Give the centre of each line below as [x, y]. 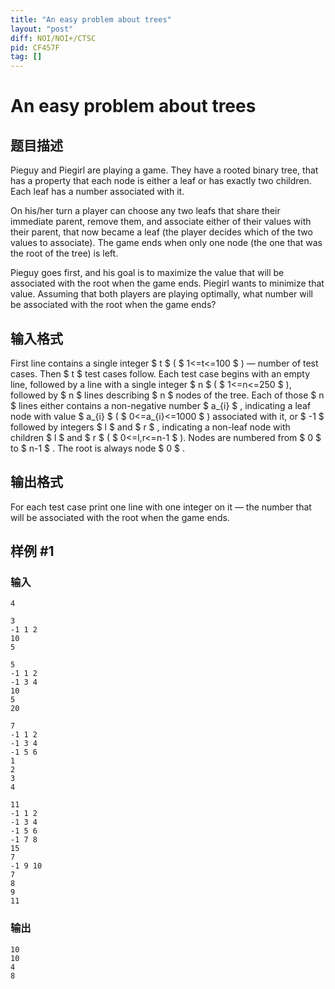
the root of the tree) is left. [64, 253]
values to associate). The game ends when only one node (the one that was [166, 243]
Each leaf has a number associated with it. [97, 192]
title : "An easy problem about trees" [91, 19]
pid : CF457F [35, 47]
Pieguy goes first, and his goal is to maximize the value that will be [147, 273]
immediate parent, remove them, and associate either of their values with [161, 222]
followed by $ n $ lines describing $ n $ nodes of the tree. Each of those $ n [167, 395]
